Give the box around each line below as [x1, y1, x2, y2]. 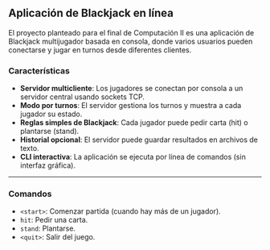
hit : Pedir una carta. [19, 215, 88, 225]
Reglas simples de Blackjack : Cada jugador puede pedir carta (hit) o [19, 118, 248, 127]
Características [8, 65, 70, 76]
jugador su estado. [19, 109, 83, 119]
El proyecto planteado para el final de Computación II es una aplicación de [8, 27, 255, 37]
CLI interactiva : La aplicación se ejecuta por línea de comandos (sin [19, 152, 247, 162]
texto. [19, 144, 39, 153]
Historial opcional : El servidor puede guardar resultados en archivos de [19, 135, 259, 144]
